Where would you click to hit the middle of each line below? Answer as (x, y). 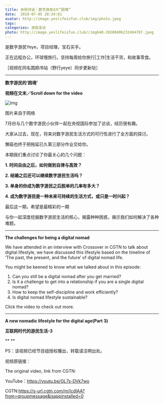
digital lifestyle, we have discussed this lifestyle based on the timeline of (78, 252)
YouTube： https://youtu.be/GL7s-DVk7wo (47, 381)
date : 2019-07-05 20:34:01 (34, 14)
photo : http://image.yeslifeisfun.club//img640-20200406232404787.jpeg (79, 32)
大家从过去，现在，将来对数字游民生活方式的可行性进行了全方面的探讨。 (78, 134)
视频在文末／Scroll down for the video (44, 93)
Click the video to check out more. (40, 307)
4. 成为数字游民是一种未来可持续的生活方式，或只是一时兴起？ (68, 196)
